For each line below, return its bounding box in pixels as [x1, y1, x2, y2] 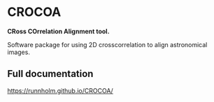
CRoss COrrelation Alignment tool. [7, 27, 110, 35]
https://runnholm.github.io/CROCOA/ [7, 86, 113, 94]
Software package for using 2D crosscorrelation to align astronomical [7, 40, 208, 49]
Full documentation [7, 68, 94, 80]
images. [7, 48, 30, 56]
